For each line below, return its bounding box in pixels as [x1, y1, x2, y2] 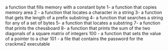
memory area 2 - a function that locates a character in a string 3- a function [5, 9, 162, 15]
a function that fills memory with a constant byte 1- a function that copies [5, 4, 157, 10]
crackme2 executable [5, 41, 50, 47]
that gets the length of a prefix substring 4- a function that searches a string [5, 15, 163, 20]
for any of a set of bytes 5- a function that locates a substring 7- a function [5, 20, 161, 26]
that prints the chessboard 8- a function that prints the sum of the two [5, 25, 150, 31]
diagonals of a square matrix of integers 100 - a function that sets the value [5, 31, 161, 36]
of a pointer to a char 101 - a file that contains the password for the [5, 36, 143, 42]
